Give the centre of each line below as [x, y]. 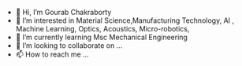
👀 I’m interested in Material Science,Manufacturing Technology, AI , [125, 20]
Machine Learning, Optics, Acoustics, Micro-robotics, [102, 29]
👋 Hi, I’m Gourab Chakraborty [63, 12]
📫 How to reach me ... [52, 54]
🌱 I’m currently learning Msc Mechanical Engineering [101, 37]
